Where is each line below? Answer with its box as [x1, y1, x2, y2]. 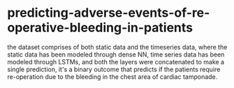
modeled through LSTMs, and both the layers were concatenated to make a [7, 57, 225, 66]
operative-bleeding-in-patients [7, 20, 193, 36]
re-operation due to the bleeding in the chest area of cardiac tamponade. [7, 72, 218, 81]
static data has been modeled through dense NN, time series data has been [7, 50, 225, 59]
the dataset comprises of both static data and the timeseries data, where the [7, 43, 228, 51]
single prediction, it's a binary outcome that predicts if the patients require [7, 65, 221, 73]
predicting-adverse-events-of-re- [7, 5, 210, 21]
